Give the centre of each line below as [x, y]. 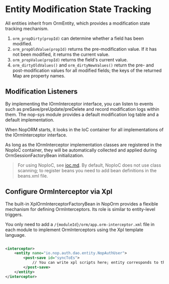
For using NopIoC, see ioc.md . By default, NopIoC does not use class [89, 165]
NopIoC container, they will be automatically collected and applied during [81, 150]
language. [16, 235]
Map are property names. [39, 76]
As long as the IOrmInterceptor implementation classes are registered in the [83, 145]
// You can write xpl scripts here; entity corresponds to [95, 263]
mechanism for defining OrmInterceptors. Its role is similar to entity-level [80, 209]
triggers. [14, 215]
